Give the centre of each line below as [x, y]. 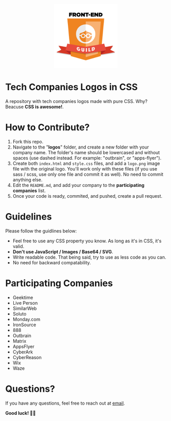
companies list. [29, 191]
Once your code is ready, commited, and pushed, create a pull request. [87, 196]
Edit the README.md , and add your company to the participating [78, 185]
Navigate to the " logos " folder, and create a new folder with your [81, 147]
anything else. [27, 180]
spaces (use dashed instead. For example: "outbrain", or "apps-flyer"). [87, 158]
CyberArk [23, 352]
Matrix [19, 341]
